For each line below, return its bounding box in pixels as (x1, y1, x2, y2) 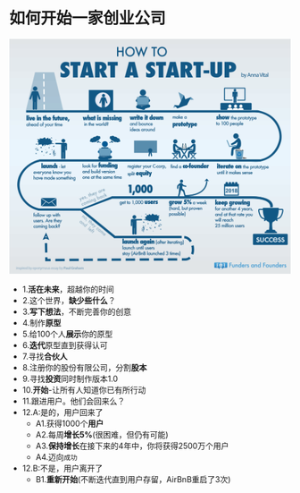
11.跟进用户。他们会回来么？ (21, 395, 126, 406)
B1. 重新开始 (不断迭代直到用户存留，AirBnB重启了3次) (35, 473, 231, 484)
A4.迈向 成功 (35, 451, 78, 462)
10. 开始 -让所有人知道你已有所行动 (21, 384, 146, 395)
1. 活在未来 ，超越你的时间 (21, 284, 114, 294)
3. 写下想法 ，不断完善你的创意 (21, 306, 132, 317)
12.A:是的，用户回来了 (21, 406, 104, 417)
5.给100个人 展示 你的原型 (21, 328, 113, 339)
